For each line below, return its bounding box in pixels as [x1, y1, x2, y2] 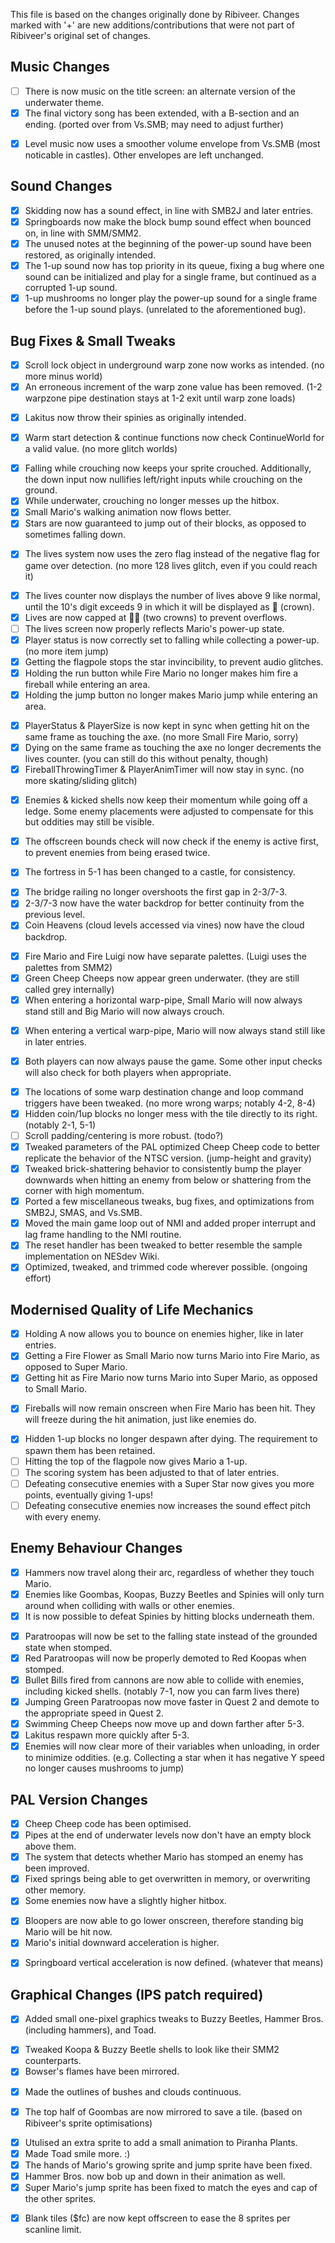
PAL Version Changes [10, 1791, 148, 1808]
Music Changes [10, 59, 110, 76]
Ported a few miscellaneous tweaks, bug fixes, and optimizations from [24, 1195, 315, 1208]
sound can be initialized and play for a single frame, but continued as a [24, 271, 317, 283]
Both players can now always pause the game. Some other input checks [24, 1055, 323, 1067]
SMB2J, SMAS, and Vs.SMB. [24, 1207, 143, 1219]
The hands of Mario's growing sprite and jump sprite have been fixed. [24, 2159, 313, 2171]
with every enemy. [24, 1510, 102, 1523]
